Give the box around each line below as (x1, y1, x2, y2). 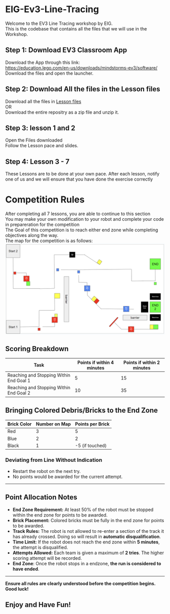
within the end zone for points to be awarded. (12, 511, 108, 518)
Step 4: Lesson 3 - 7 (5, 157, 70, 166)
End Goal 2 (7, 390, 31, 396)
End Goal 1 (7, 378, 31, 384)
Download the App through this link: (5, 59, 80, 65)
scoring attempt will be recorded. (12, 555, 82, 561)
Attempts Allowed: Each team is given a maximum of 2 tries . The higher (12, 550, 164, 556)
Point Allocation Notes (5, 493, 77, 502)
